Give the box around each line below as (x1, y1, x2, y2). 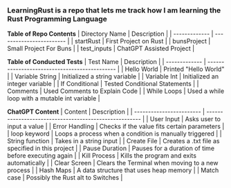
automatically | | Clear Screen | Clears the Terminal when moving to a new (7, 159, 219, 167)
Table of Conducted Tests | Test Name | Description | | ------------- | (7, 58, 206, 66)
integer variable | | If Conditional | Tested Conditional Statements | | (7, 80, 199, 88)
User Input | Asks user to (149, 115, 221, 123)
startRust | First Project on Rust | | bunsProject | (75, 37, 211, 45)
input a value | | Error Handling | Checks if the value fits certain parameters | (7, 123, 225, 131)
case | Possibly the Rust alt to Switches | (7, 174, 123, 182)
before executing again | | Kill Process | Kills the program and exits (7, 152, 197, 160)
